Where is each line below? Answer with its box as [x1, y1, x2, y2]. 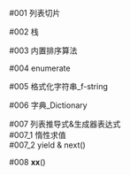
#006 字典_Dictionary [9, 100, 88, 110]
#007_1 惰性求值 [9, 130, 66, 140]
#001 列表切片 [9, 8, 61, 18]
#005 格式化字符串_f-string [9, 81, 109, 91]
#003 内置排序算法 [9, 45, 78, 56]
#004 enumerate [9, 63, 71, 73]
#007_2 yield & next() [9, 140, 86, 150]
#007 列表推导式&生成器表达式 [9, 118, 121, 129]
